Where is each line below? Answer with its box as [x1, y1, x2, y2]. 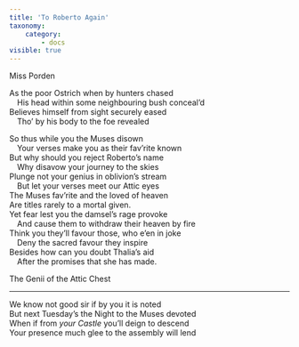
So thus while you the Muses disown [9, 133, 144, 144]
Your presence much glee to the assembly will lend [9, 327, 197, 338]
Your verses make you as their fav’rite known [17, 143, 182, 154]
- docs [41, 37, 66, 47]
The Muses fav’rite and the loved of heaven [9, 190, 169, 201]
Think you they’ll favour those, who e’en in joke [9, 228, 182, 238]
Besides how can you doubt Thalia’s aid [9, 246, 154, 258]
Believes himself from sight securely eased [9, 107, 167, 117]
